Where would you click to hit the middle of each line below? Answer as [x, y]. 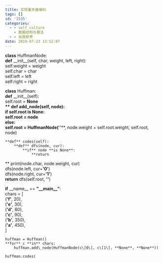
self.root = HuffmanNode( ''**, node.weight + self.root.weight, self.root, [77, 127]
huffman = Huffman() [26, 239]
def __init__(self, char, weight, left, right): [46, 60]
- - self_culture [27, 28]
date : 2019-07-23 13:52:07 [33, 42]
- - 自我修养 [21, 37]
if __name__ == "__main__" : [33, 189]
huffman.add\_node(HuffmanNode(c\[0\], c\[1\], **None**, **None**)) [86, 248]
